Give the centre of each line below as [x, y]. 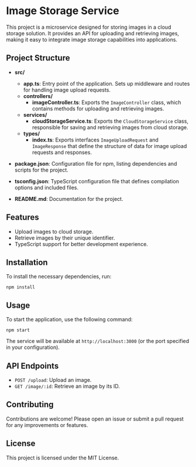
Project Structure [38, 58]
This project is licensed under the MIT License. [63, 458]
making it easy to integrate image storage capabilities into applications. [92, 39]
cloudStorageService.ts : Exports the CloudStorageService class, [110, 121]
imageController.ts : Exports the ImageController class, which [106, 102]
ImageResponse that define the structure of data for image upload [109, 146]
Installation [27, 262]
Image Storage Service [63, 11]
